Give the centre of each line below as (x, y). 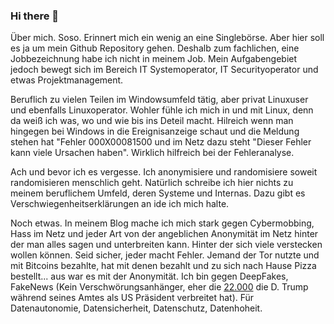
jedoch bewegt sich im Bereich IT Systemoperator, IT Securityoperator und (164, 70)
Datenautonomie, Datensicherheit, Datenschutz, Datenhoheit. (136, 308)
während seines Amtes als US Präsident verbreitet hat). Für (132, 298)
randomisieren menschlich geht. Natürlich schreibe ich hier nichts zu (152, 183)
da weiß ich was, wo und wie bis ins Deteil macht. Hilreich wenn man (152, 121)
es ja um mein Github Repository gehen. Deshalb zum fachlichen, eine (155, 48)
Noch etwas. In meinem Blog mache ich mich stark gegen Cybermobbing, (162, 223)
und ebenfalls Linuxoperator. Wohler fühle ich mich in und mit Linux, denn (162, 110)
